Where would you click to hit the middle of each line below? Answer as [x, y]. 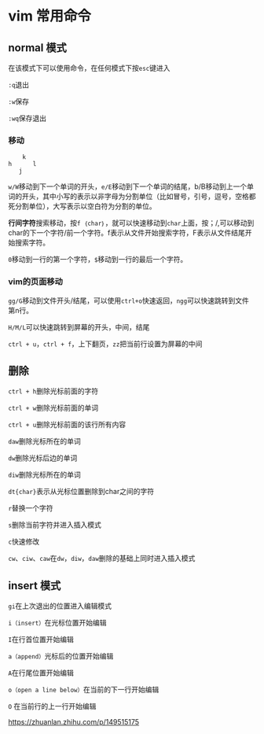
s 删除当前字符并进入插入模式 [55, 525]
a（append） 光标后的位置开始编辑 [61, 656]
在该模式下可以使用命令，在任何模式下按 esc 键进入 [89, 68]
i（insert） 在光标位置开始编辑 [57, 623]
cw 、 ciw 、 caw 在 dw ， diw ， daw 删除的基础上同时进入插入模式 [102, 559]
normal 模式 [37, 48]
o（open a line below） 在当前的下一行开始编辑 [84, 690]
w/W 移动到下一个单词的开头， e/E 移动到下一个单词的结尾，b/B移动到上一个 [128, 186]
